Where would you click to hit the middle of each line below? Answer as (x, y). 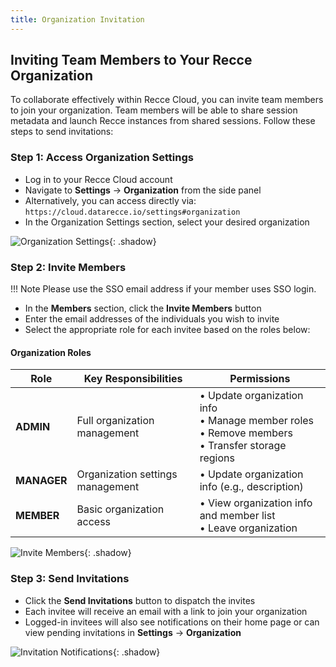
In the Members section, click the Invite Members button (143, 308)
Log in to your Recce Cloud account (98, 179)
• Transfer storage (243, 446)
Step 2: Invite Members (68, 267)
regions (217, 458)
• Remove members (246, 433)
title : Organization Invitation (77, 19)
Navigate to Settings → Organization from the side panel (143, 190)
